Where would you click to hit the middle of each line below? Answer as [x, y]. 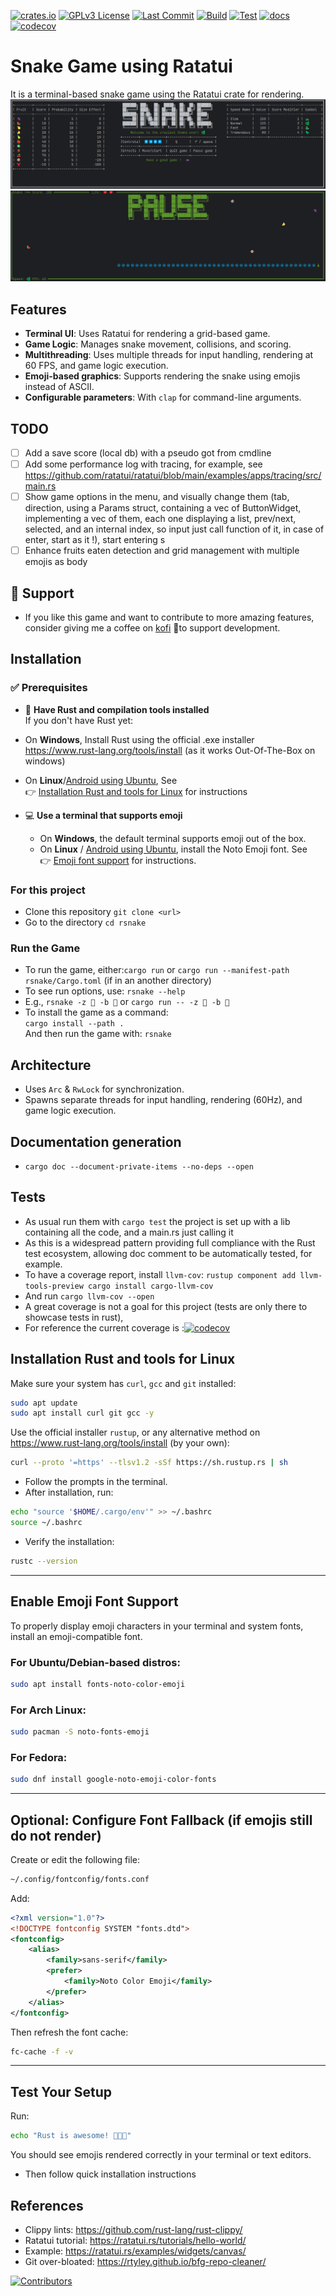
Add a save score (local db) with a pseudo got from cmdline [148, 452]
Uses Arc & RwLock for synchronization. [104, 1089]
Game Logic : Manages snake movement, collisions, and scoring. [158, 344]
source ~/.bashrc [46, 1523]
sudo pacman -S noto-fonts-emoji [80, 1732]
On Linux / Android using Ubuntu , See [101, 780]
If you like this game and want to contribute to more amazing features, [169, 617]
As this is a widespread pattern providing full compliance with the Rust [170, 1242]
